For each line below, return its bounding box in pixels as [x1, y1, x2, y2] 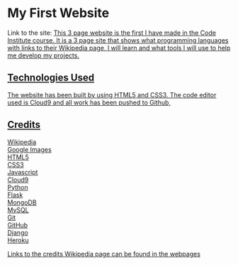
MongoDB [7, 198, 37, 207]
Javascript [7, 168, 38, 176]
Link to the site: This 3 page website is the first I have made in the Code [7, 28, 216, 37]
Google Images [7, 145, 52, 153]
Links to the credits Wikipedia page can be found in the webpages [7, 249, 200, 258]
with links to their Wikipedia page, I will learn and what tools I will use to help [7, 43, 231, 52]
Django [7, 228, 28, 237]
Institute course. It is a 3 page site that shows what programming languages [7, 36, 229, 44]
